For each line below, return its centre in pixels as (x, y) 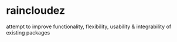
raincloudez (36, 11)
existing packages (28, 32)
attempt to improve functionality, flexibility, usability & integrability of (89, 26)
